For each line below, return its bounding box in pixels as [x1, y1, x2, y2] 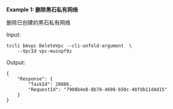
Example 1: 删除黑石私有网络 [6, 6, 78, 13]
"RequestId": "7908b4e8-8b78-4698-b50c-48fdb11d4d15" [28, 86, 168, 93]
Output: [6, 59, 26, 66]
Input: [6, 31, 21, 38]
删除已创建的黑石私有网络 [6, 19, 71, 26]
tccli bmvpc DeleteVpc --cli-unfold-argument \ [6, 43, 132, 49]
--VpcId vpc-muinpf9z [17, 48, 72, 54]
